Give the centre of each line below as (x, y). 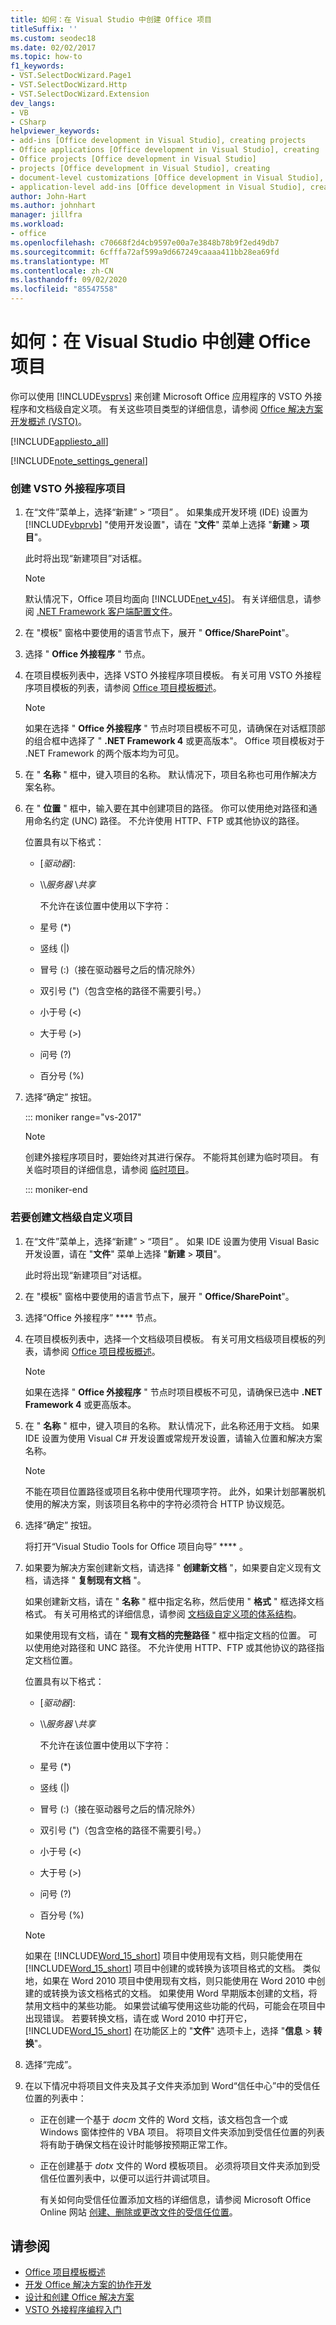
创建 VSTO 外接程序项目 (68, 488)
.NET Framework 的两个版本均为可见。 (104, 753)
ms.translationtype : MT (60, 261)
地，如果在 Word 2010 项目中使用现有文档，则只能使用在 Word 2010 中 (170, 1980)
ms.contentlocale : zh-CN (62, 271)
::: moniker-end (56, 1190)
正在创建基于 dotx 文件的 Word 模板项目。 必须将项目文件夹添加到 (175, 2165)
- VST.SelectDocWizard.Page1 (71, 76)
